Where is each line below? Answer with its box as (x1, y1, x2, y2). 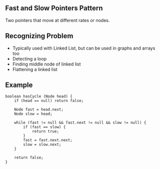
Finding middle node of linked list (12, 61, 81, 67)
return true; (31, 129, 59, 134)
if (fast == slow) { (23, 124, 66, 129)
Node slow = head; (14, 111, 52, 116)
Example (5, 81, 33, 89)
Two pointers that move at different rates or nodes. (5, 17, 110, 23)
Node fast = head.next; (14, 107, 64, 112)
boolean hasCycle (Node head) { (5, 94, 72, 99)
